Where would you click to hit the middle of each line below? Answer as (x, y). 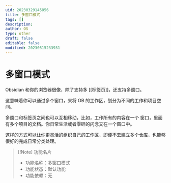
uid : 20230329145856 (27, 10)
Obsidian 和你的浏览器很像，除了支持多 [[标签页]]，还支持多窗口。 (75, 89)
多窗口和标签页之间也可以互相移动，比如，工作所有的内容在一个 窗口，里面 (84, 117)
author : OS (17, 29)
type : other (18, 34)
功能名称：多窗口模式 (48, 163)
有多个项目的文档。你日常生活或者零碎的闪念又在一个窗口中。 (70, 124)
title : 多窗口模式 (23, 15)
